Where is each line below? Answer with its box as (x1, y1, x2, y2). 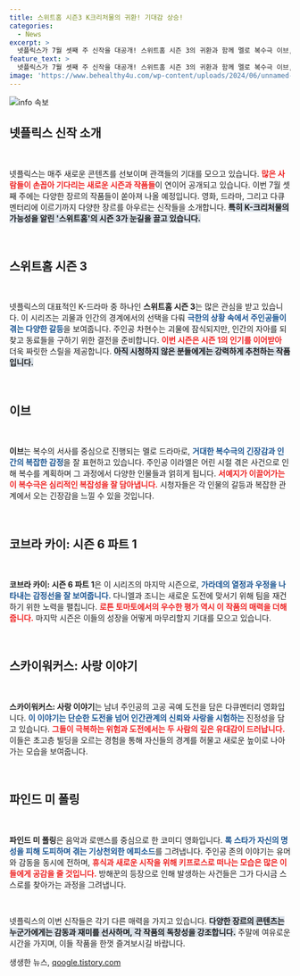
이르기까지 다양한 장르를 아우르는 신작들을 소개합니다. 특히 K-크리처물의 (39, 202, 290, 213)
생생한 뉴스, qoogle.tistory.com (9, 956, 121, 967)
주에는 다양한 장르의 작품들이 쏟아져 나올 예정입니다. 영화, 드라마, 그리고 (18, 190, 269, 201)
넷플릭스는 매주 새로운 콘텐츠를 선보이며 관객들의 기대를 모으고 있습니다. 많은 (9, 168, 277, 179)
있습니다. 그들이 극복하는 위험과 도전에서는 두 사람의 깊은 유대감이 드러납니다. (18, 723, 286, 734)
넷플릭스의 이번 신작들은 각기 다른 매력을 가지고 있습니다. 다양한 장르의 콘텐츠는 (9, 915, 285, 926)
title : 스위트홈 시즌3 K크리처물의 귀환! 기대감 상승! (9, 13, 184, 22)
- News (17, 29, 42, 38)
